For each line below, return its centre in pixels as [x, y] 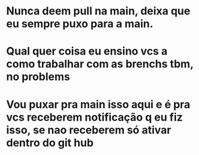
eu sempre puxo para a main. [80, 24]
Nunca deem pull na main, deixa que [98, 11]
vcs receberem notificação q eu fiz [94, 117]
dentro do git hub [50, 143]
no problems [38, 77]
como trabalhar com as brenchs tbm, [100, 64]
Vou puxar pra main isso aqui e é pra [98, 104]
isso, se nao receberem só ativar [89, 130]
